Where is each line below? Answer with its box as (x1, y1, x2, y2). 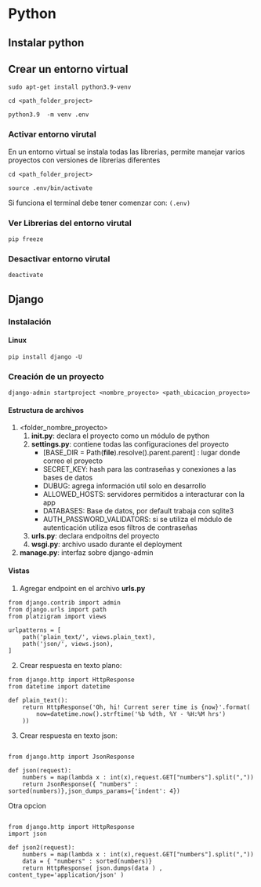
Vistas (8, 566, 30, 575)
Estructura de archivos (8, 405, 85, 414)
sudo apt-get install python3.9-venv (8, 83, 132, 91)
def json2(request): (8, 843, 76, 852)
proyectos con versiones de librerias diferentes (8, 155, 161, 165)
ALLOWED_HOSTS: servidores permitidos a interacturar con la (42, 490, 245, 499)
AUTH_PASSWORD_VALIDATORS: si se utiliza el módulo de (42, 515, 233, 524)
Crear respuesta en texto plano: (19, 660, 122, 670)
